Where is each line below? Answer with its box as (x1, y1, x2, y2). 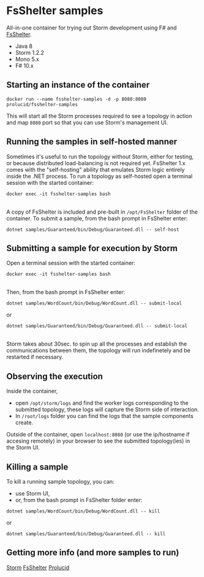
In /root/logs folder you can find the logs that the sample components (15, 412, 194, 420)
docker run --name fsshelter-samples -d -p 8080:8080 (6, 96, 147, 102)
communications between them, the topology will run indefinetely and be (6, 347, 191, 354)
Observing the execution (6, 371, 103, 381)
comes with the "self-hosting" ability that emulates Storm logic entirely (6, 166, 185, 173)
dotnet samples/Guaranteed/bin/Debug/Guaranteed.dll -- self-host (6, 227, 179, 233)
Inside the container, (6, 387, 58, 395)
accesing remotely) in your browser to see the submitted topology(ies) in (6, 437, 191, 445)
